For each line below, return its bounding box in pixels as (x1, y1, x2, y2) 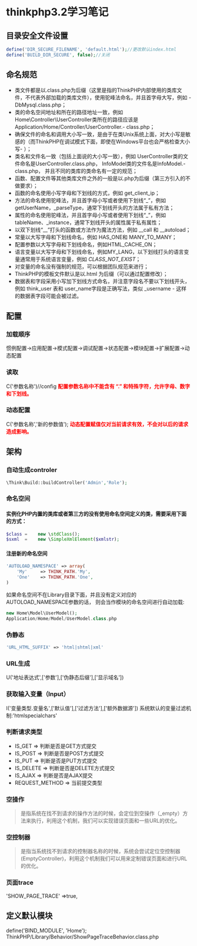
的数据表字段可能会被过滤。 (14, 292, 82, 299)
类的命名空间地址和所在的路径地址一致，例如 (14, 108, 123, 115)
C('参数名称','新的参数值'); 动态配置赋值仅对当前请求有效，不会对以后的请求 (6, 420, 189, 427)
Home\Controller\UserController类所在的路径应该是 (14, 116, 139, 123)
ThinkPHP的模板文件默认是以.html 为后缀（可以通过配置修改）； (14, 270, 169, 277)
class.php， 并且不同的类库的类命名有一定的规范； (14, 167, 138, 174)
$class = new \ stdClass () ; (6, 531, 81, 537)
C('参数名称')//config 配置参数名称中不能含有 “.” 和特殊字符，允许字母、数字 (6, 383, 191, 390)
